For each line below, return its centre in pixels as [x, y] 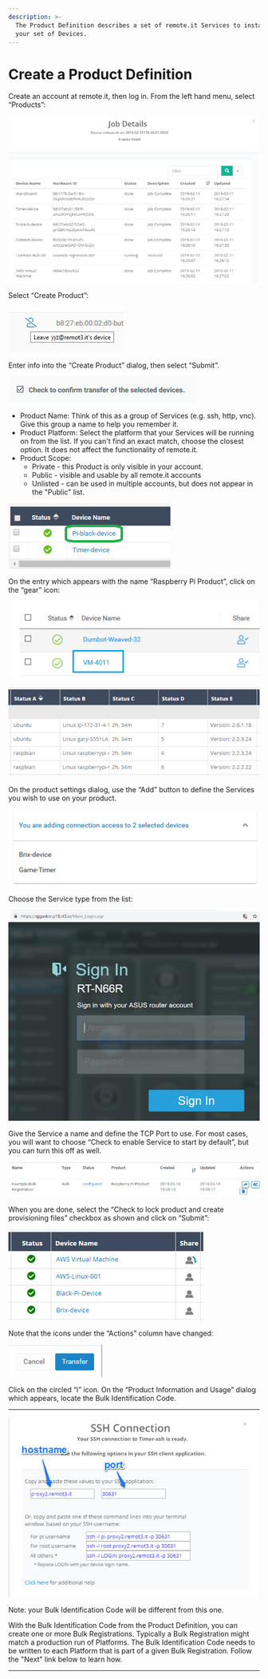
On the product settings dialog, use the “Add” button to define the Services [132, 789]
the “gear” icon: [34, 590]
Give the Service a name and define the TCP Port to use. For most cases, [128, 1133]
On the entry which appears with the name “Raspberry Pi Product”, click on [132, 581]
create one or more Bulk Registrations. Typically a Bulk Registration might [129, 1634]
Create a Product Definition [100, 74]
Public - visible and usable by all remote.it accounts [116, 475]
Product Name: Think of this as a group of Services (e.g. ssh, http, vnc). [138, 416]
